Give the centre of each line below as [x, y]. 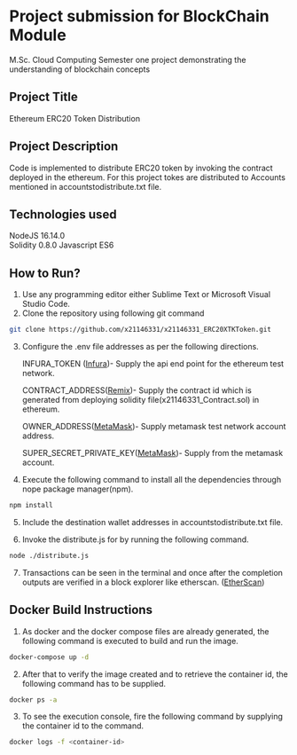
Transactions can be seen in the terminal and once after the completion [152, 572]
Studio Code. [46, 304]
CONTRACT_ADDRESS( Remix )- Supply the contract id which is [137, 390]
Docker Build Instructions [81, 610]
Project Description [64, 147]
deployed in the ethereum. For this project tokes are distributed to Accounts [148, 177]
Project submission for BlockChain [139, 16]
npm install [31, 506]
